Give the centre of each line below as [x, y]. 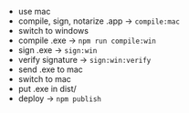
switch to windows [53, 31]
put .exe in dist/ [47, 89]
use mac [34, 11]
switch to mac [44, 79]
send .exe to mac [51, 69]
